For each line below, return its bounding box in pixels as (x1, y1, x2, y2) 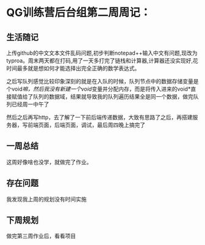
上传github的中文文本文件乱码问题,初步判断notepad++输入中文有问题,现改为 (6, 50, 198, 56)
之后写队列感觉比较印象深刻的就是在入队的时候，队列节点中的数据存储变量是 (6, 78, 199, 85)
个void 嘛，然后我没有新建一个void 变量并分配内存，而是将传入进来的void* (6, 85, 191, 92)
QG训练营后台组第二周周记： (6, 6, 151, 20)
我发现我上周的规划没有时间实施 (6, 195, 87, 203)
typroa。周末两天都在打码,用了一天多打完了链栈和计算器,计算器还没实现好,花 (6, 57, 198, 64)
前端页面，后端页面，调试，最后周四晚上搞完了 (27, 121, 145, 129)
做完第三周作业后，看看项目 (6, 232, 76, 239)
